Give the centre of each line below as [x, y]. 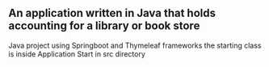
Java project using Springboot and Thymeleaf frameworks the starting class [135, 45]
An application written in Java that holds [112, 13]
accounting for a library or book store [104, 26]
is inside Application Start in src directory [77, 54]
